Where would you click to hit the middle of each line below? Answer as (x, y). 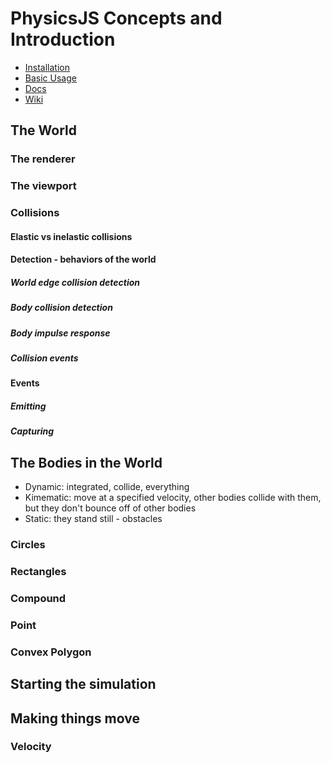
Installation (47, 67)
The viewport (43, 186)
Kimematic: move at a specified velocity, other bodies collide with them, (173, 498)
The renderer (43, 159)
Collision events (44, 358)
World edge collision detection (75, 282)
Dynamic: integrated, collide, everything (107, 487)
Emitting (28, 406)
